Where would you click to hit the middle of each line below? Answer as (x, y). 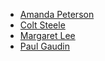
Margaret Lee (47, 35)
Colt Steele (42, 25)
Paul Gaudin (45, 46)
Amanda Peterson (57, 14)
